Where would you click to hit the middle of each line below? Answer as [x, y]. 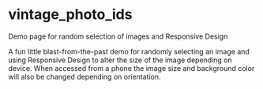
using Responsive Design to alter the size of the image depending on [120, 60]
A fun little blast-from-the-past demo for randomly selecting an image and [129, 51]
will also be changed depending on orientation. [85, 76]
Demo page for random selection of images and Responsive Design [118, 36]
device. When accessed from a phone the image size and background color [131, 68]
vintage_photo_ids [70, 15]
